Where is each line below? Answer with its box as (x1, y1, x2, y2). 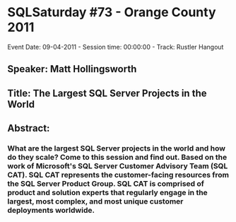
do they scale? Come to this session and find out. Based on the (7, 153, 228, 163)
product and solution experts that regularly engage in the (7, 188, 208, 198)
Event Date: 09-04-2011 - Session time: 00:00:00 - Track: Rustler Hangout (7, 42, 224, 51)
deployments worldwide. (7, 206, 95, 216)
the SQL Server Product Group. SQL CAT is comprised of (7, 179, 205, 189)
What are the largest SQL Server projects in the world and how (7, 144, 226, 153)
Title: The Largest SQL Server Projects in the (7, 87, 207, 99)
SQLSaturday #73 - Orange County (7, 4, 217, 21)
